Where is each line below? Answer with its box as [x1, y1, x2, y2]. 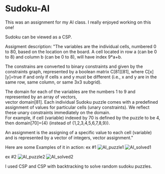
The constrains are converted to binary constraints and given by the [5, 63, 143, 69]
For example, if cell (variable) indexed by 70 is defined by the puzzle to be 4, [5, 115, 161, 120]
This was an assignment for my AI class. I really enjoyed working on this [5, 19, 151, 25]
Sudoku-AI [5, 3, 50, 14]
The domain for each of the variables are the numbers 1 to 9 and [5, 88, 135, 94]
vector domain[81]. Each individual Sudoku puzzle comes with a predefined [5, 99, 159, 105]
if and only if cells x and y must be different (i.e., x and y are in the [23, 74, 157, 80]
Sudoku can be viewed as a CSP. [5, 34, 72, 40]
